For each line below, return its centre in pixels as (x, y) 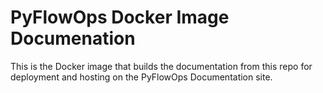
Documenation (73, 38)
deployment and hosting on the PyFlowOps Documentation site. (141, 77)
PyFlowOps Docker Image (120, 17)
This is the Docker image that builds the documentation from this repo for (161, 66)
